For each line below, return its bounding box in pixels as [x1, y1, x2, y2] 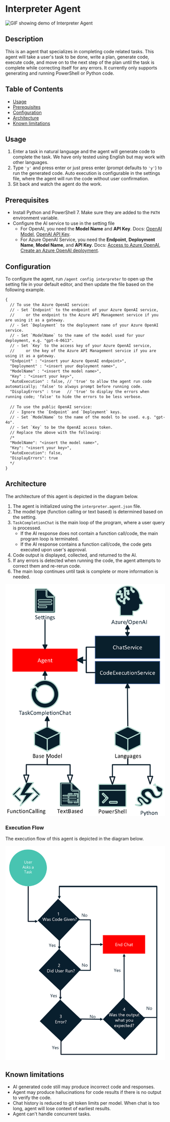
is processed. [12, 525, 42, 531]
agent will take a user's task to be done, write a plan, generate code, [5, 54, 150, 60]
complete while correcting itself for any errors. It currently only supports [5, 64, 157, 71]
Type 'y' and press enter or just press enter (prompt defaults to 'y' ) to [12, 165, 162, 171]
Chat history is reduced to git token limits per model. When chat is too [12, 1100, 160, 1106]
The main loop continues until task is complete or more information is [12, 568, 158, 574]
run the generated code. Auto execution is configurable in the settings [12, 170, 160, 176]
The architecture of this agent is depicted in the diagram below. [5, 493, 139, 499]
